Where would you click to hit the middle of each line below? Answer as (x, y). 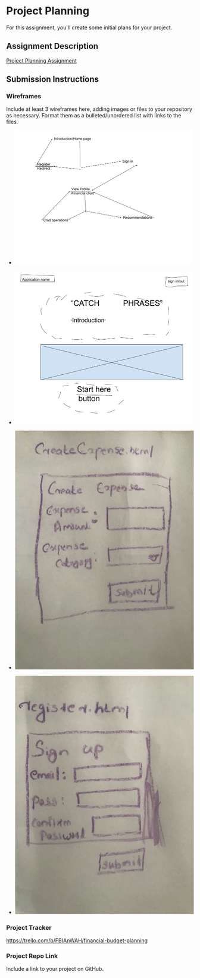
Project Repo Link (32, 956)
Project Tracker (29, 927)
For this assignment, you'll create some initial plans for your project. (89, 27)
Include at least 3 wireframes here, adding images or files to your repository (99, 109)
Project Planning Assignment (42, 60)
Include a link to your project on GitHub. (55, 969)
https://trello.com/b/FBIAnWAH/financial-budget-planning (77, 940)
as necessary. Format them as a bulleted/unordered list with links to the (94, 116)
